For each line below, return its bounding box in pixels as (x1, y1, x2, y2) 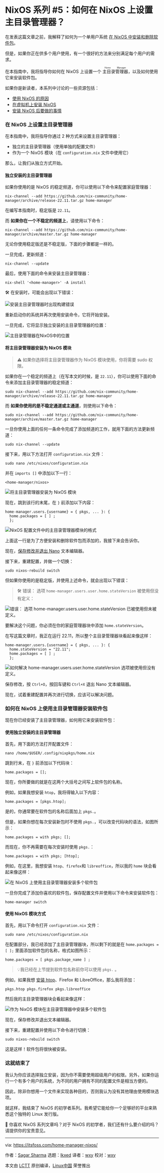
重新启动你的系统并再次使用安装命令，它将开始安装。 (5, 312, 112, 318)
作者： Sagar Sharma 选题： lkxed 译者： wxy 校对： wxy (5, 1152, 116, 1158)
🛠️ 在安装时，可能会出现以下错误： (5, 290, 75, 296)
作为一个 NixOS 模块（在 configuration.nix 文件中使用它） (12, 150, 131, 156)
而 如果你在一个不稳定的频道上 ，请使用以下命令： (5, 218, 105, 224)
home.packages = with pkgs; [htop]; (5, 854, 80, 859)
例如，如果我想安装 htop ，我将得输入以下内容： (5, 790, 101, 796)
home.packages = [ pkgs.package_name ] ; (5, 957, 91, 962)
